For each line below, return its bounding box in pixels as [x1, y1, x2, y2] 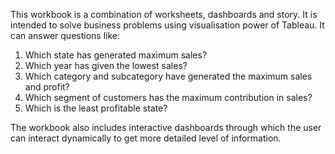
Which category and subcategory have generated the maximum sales [24, 70, 313, 82]
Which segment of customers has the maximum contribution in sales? [24, 92, 313, 103]
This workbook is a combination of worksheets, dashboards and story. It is [10, 9, 318, 20]
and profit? [24, 81, 70, 93]
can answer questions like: [10, 30, 121, 41]
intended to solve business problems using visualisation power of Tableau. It [10, 19, 325, 31]
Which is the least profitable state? [24, 102, 168, 114]
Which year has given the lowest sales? [24, 60, 188, 71]
